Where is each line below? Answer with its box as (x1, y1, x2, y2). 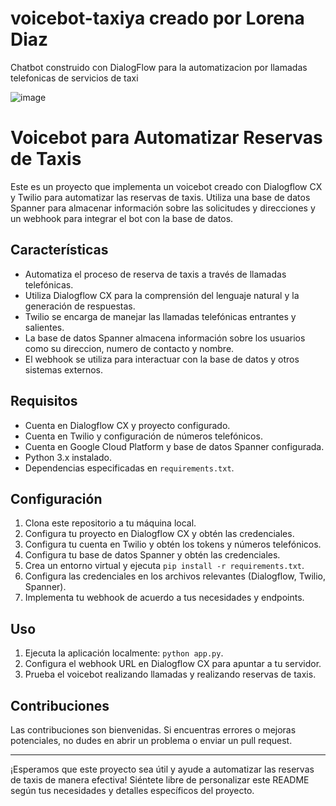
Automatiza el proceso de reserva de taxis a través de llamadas (24, 268, 287, 280)
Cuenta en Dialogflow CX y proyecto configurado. (24, 419, 231, 431)
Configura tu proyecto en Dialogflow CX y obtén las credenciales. (24, 528, 295, 540)
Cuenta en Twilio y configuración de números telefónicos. (24, 430, 263, 442)
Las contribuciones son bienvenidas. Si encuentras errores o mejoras (10, 723, 297, 736)
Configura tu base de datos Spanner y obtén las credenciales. (24, 549, 281, 561)
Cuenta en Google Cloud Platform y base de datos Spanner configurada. (24, 440, 325, 452)
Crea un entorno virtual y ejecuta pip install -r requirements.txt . (24, 560, 305, 572)
